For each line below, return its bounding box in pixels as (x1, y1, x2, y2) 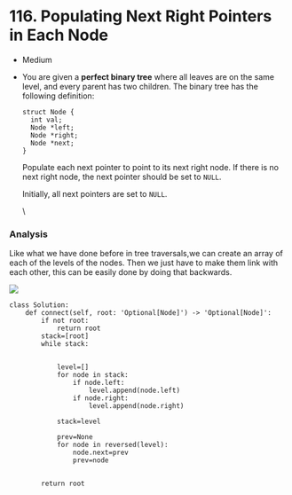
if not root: (41, 317, 90, 326)
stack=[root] (41, 332, 90, 341)
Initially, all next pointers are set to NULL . (21, 188, 168, 199)
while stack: (41, 340, 90, 349)
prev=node (72, 456, 109, 465)
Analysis (9, 228, 49, 240)
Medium (21, 54, 53, 65)
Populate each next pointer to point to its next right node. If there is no (21, 161, 280, 172)
